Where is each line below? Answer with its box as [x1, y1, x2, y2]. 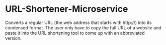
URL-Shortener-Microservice [5, 3, 128, 15]
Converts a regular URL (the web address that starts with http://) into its [5, 20, 152, 25]
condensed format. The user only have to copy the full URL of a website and [5, 24, 162, 30]
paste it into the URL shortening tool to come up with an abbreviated [5, 30, 145, 36]
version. [5, 35, 22, 41]
